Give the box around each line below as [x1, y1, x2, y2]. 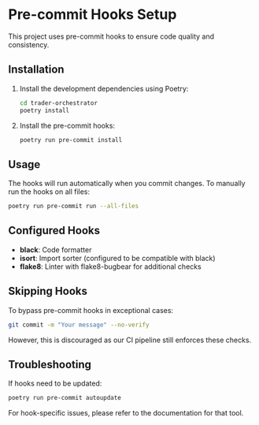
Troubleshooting [8, 357, 92, 371]
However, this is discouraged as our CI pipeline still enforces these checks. [8, 335, 252, 345]
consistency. [8, 39, 50, 49]
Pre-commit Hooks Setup [8, 6, 177, 24]
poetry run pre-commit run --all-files [8, 203, 139, 211]
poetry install [19, 106, 70, 114]
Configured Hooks [8, 224, 101, 237]
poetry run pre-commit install [19, 136, 123, 144]
